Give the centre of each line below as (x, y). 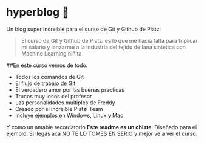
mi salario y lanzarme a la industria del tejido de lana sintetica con (104, 47)
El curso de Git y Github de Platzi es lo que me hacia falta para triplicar (109, 40)
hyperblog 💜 (38, 12)
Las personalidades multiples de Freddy (65, 103)
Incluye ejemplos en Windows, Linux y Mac (69, 115)
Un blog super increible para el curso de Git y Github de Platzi (83, 29)
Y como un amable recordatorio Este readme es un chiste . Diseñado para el (102, 127)
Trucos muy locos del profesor (53, 96)
